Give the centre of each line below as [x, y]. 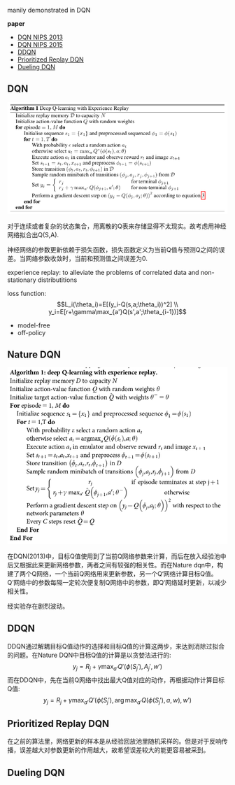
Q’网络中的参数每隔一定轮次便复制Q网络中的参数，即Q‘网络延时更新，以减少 [117, 583]
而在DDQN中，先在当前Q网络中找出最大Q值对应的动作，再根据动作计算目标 [116, 680]
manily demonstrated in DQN [49, 10]
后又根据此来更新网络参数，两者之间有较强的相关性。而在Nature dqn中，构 [115, 565]
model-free [34, 325]
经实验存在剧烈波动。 [38, 606]
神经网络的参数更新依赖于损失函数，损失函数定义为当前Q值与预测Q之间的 [113, 249]
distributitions [57, 280]
